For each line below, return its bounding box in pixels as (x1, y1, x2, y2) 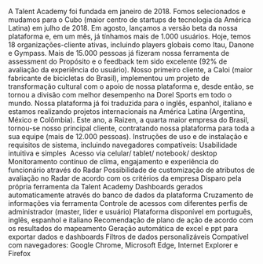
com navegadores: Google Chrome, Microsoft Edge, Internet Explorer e (8, 240, 239, 250)
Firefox (8, 249, 31, 258)
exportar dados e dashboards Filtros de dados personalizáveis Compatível (8, 232, 249, 241)
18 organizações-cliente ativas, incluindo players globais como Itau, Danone (8, 40, 254, 49)
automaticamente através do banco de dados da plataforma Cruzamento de (8, 190, 254, 200)
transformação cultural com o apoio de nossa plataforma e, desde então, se (8, 82, 254, 91)
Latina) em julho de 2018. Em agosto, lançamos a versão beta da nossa (8, 24, 238, 32)
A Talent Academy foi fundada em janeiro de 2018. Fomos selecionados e (8, 7, 246, 16)
